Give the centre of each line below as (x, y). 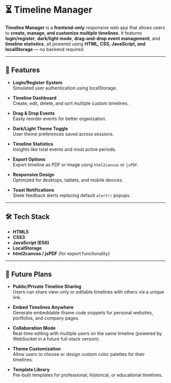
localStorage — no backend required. (45, 49)
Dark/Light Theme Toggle (40, 128)
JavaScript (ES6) (31, 242)
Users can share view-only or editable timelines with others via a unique (88, 292)
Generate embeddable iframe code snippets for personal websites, (83, 313)
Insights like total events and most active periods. (64, 149)
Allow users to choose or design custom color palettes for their (79, 354)
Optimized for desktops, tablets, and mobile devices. (68, 180)
